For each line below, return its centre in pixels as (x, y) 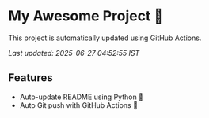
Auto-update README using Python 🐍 (82, 97)
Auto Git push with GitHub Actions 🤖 (79, 105)
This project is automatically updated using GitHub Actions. (105, 38)
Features (30, 78)
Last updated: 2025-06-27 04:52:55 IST (74, 53)
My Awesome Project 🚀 (86, 16)
